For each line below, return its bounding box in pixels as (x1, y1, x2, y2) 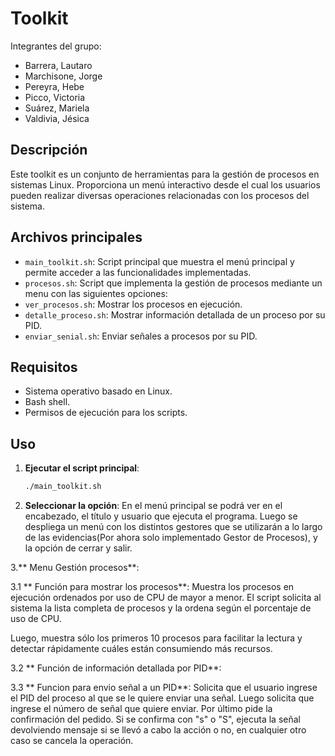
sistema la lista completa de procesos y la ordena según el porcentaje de (10, 602, 312, 614)
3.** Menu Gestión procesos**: (10, 562, 140, 574)
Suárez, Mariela (24, 102, 90, 114)
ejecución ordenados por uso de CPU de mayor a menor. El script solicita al (10, 592, 322, 604)
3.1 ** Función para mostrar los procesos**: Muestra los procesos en (10, 581, 295, 593)
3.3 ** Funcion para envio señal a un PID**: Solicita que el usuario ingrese (10, 682, 318, 694)
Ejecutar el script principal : (24, 462, 140, 474)
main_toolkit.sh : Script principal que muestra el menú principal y (24, 255, 295, 267)
